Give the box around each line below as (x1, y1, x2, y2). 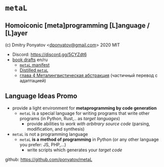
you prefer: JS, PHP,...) (19, 141, 66, 147)
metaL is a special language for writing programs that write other (19, 110, 150, 116)
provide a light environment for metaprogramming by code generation (12, 105, 157, 111)
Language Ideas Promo (5, 92, 77, 100)
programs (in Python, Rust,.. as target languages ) (19, 115, 120, 121)
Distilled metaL (19, 67, 48, 73)
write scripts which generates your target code (27, 147, 123, 153)
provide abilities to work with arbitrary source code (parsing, (27, 121, 150, 127)
